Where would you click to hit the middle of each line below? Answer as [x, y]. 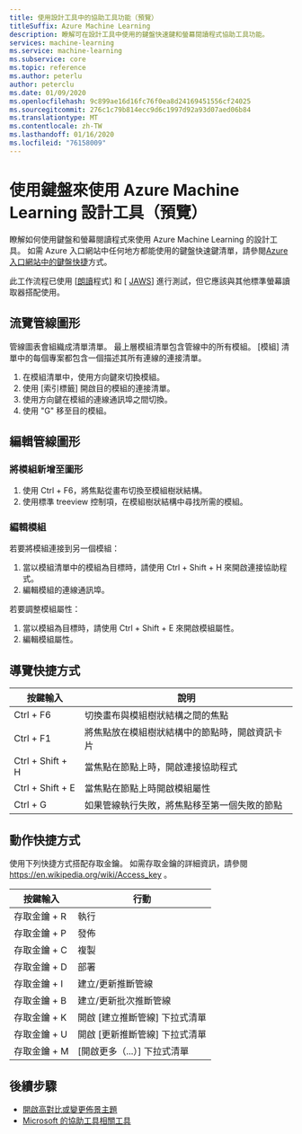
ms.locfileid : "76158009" [58, 143]
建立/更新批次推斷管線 [124, 1001]
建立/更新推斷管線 [115, 984]
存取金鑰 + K [40, 1018]
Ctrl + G [30, 805]
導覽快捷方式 [45, 670]
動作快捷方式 [45, 840]
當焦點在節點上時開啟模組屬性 [147, 789]
